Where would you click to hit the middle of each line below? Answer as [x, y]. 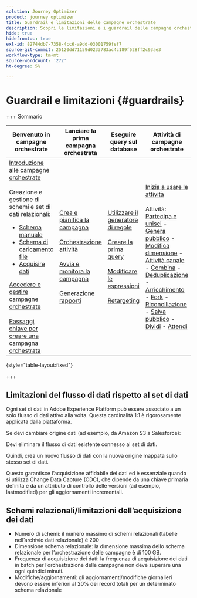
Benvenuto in [31, 134]
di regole [120, 228]
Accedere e [25, 285]
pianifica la [74, 220]
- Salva [155, 312]
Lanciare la [81, 131]
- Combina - [163, 268]
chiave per [23, 329]
